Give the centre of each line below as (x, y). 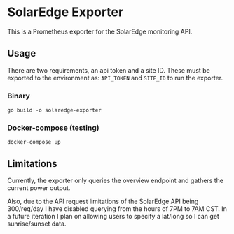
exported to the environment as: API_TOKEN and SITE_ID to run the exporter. (115, 78)
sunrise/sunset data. (37, 224)
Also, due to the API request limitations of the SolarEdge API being (103, 202)
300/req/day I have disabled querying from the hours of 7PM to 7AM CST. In (117, 209)
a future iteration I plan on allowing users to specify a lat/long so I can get (113, 217)
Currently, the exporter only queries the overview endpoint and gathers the (116, 181)
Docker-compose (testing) (53, 128)
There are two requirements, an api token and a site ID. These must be (109, 70)
